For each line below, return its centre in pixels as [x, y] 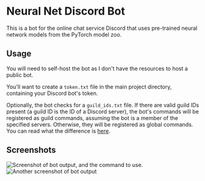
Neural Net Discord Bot [66, 11]
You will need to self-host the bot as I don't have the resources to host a [97, 68]
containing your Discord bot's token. [52, 93]
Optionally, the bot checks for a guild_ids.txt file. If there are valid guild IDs [103, 105]
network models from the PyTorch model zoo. [64, 34]
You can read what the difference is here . [58, 131]
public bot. [20, 75]
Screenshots [31, 150]
